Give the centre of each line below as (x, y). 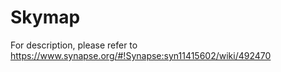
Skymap (45, 17)
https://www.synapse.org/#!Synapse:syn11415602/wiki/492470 (141, 55)
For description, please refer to (74, 45)
